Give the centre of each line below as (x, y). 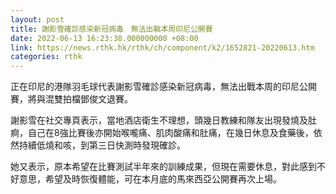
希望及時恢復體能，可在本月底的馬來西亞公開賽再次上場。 (163, 179)
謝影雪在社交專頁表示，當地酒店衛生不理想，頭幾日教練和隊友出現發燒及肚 (163, 120)
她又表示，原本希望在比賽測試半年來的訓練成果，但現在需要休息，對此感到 (163, 167)
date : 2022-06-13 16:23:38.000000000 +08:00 (104, 38)
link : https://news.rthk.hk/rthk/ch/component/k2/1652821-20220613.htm (162, 47)
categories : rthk (46, 57)
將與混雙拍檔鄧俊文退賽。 (80, 99)
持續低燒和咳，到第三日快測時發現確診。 (102, 145)
